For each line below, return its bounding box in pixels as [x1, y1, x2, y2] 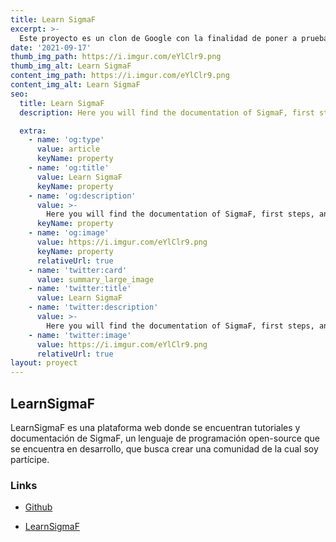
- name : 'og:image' [28, 228, 110, 238]
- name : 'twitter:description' [28, 302, 159, 313]
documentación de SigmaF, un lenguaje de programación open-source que [10, 432, 320, 444]
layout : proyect [10, 358, 78, 368]
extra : [19, 126, 47, 136]
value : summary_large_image [36, 274, 155, 285]
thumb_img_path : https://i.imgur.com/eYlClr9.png [10, 52, 222, 62]
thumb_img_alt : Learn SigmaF [10, 61, 132, 71]
